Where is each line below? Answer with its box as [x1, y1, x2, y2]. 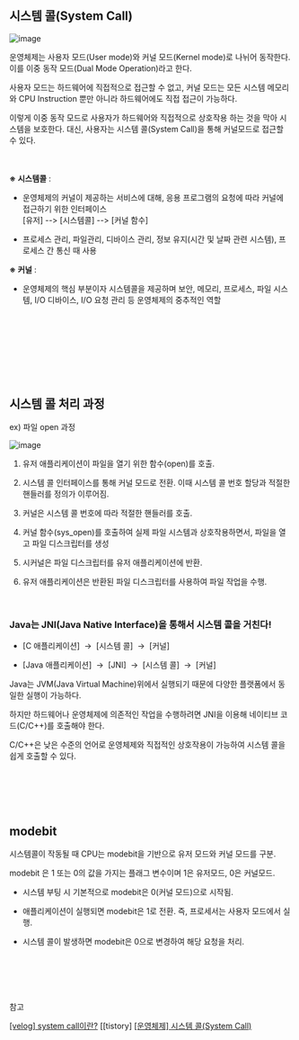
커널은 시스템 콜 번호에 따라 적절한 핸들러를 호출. [22, 507, 193, 519]
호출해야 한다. [56, 721, 105, 731]
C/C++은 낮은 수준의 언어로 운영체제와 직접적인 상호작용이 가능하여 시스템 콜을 [9, 740, 286, 750]
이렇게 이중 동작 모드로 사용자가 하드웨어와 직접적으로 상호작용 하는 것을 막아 [9, 112, 278, 123]
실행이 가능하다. [25, 690, 82, 701]
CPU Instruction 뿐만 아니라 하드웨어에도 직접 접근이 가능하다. [18, 93, 238, 103]
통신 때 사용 [56, 245, 97, 256]
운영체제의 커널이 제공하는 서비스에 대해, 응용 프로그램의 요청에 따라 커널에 [22, 192, 285, 202]
